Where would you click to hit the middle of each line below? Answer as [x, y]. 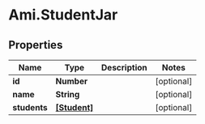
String [68, 94]
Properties [36, 45]
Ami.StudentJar [63, 15]
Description [124, 68]
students [30, 107]
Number [71, 81]
